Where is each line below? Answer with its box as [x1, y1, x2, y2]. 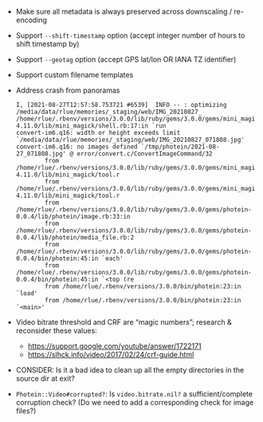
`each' [101, 254, 124, 262]
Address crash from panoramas [15, 85, 120, 95]
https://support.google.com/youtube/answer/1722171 [27, 341, 202, 350]
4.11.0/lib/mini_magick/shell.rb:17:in [15, 122, 149, 130]
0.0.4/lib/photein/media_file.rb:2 [15, 234, 135, 242]
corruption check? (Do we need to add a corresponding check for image [15, 398, 254, 407]
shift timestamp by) [15, 39, 80, 49]
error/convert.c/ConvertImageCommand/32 [77, 150, 213, 158]
